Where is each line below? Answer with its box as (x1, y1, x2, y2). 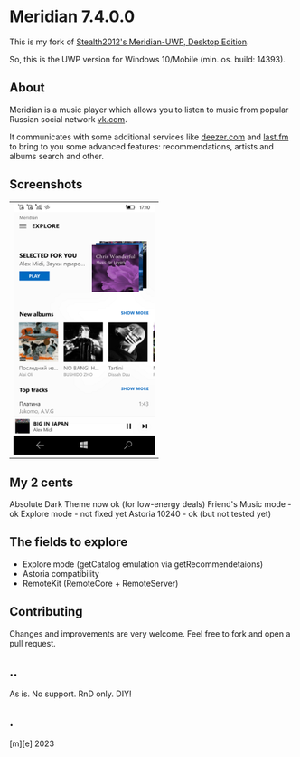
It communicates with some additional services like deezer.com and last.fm (9, 131, 289, 142)
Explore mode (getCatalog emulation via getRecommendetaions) (22, 559, 264, 570)
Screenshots (9, 177, 83, 192)
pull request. (9, 637, 56, 648)
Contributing (9, 604, 83, 619)
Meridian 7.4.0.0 (9, 6, 136, 27)
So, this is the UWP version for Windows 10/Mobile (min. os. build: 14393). (9, 53, 286, 64)
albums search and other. (9, 150, 104, 161)
